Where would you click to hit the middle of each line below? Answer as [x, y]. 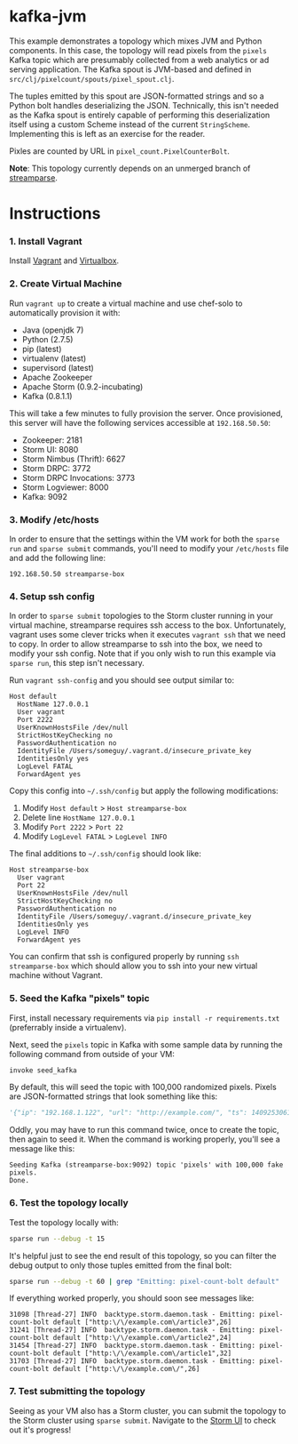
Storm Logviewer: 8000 [65, 487]
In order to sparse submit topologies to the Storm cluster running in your [141, 616]
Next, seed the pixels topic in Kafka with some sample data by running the [146, 1044]
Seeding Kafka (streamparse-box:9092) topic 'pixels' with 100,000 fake [146, 1165]
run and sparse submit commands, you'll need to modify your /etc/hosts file [149, 549]
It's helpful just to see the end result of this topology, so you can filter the [143, 1255]
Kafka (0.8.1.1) [47, 396]
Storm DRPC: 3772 [56, 468]
